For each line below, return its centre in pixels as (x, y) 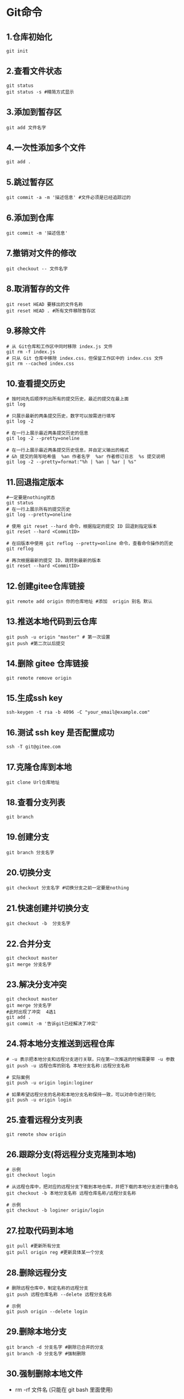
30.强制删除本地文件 (45, 1374)
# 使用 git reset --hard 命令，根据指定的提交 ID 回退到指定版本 (82, 527)
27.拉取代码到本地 (40, 1231)
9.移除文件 (26, 331)
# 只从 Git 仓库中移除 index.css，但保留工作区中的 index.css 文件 (85, 358)
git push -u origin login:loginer (50, 1083)
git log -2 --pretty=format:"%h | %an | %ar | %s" (71, 462)
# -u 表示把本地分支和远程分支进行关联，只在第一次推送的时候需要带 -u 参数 (90, 1059)
